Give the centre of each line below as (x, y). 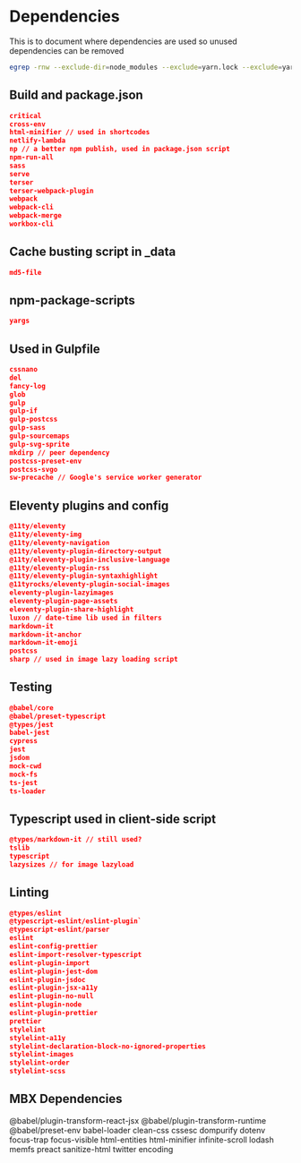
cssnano (24, 370)
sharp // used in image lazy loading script (94, 660)
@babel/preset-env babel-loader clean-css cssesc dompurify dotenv (138, 1130)
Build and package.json (76, 95)
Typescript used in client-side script (113, 819)
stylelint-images (42, 1055)
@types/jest (31, 724)
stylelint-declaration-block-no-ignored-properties (107, 1046)
